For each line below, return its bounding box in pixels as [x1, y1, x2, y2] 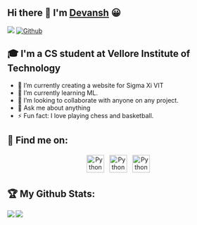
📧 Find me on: [7, 134, 68, 146]
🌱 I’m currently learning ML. [17, 89, 99, 97]
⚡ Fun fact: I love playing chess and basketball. [17, 111, 154, 120]
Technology [7, 63, 61, 75]
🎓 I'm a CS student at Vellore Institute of [7, 48, 191, 60]
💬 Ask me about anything [17, 103, 91, 112]
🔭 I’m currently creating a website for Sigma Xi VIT [17, 81, 164, 89]
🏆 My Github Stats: [7, 188, 96, 200]
